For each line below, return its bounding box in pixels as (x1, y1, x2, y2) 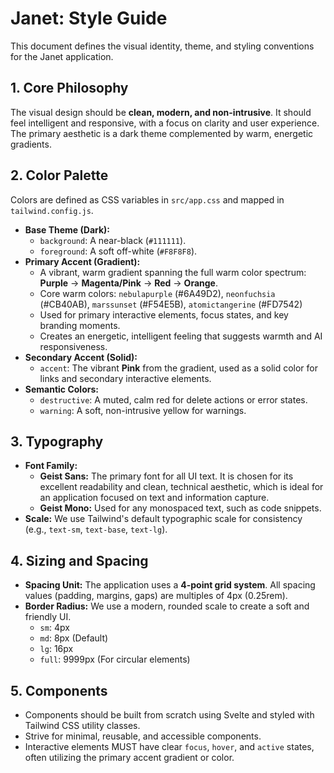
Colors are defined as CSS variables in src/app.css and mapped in (10, 193, 285, 206)
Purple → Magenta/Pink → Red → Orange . (39, 277, 218, 289)
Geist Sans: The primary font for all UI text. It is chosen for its (39, 470, 294, 482)
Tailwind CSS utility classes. (24, 720, 141, 731)
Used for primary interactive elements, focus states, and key (39, 308, 289, 321)
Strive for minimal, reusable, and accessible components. (24, 730, 262, 742)
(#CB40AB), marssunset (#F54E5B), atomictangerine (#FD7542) (39, 298, 303, 310)
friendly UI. (24, 611, 72, 623)
